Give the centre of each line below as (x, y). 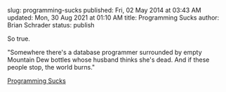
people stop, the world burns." (51, 67)
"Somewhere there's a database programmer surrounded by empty (105, 52)
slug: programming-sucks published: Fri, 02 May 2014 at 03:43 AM (104, 10)
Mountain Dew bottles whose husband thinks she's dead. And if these (108, 60)
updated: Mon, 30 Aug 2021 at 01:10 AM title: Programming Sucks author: (113, 18)
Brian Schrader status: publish (51, 25)
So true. (19, 39)
